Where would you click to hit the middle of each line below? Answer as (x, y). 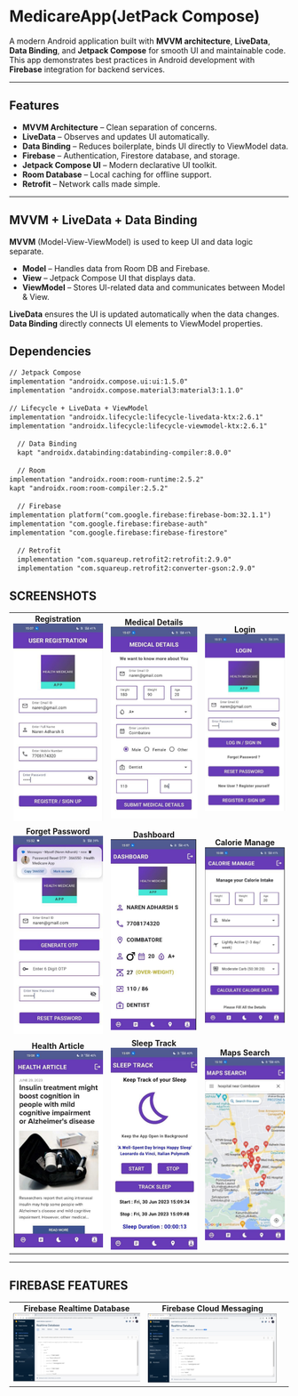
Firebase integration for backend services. (87, 69)
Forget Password (58, 831)
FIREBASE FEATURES (69, 1285)
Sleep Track (154, 1044)
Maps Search (245, 1053)
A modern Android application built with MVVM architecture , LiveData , (140, 41)
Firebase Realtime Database (77, 1309)
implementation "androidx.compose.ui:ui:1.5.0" (99, 382)
